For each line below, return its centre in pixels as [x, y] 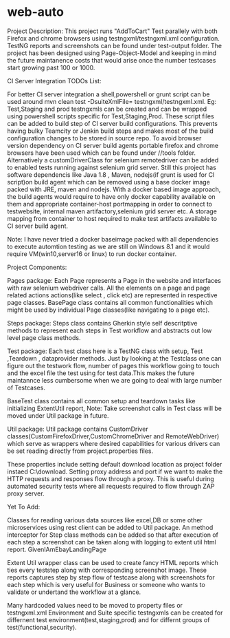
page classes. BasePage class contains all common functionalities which [110, 302]
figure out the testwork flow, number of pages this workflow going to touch [113, 365]
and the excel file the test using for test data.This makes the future [101, 373]
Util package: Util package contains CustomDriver [78, 429]
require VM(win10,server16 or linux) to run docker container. [92, 254]
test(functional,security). [42, 627]
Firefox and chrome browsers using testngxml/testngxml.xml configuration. [113, 38]
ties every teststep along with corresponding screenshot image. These [107, 570]
